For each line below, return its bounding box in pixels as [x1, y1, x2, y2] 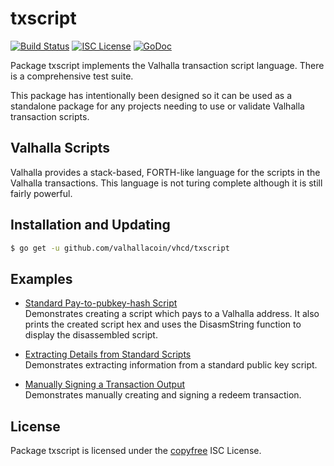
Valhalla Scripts [10, 140, 111, 157]
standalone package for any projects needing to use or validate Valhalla [10, 100, 305, 112]
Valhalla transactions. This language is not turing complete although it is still [10, 177, 323, 189]
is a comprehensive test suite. [10, 70, 134, 82]
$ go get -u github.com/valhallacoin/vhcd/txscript [10, 243, 230, 253]
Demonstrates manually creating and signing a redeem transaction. [24, 389, 302, 401]
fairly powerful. [10, 187, 73, 199]
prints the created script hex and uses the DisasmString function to [24, 318, 302, 331]
